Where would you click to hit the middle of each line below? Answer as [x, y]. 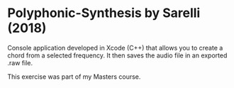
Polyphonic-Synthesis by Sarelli [104, 13]
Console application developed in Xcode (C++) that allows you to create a [115, 48]
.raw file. [20, 62]
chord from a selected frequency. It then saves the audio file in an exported [117, 55]
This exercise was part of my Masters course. [74, 77]
